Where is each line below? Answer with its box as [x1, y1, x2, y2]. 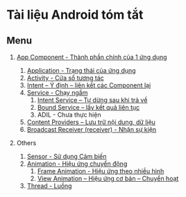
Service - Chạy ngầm [26, 89, 88, 96]
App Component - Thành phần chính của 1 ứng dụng [16, 53, 167, 61]
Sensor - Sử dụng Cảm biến [26, 153, 107, 160]
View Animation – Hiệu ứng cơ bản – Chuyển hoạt [37, 174, 179, 182]
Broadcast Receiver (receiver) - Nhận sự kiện [26, 126, 157, 133]
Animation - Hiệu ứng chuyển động [26, 160, 128, 168]
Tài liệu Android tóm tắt [6, 7, 144, 23]
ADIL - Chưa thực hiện [37, 111, 101, 119]
